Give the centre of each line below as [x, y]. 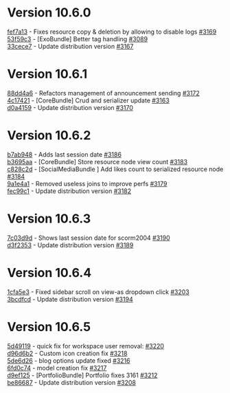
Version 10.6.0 [49, 13]
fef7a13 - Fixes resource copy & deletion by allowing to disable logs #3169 [112, 32]
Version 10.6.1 [47, 74]
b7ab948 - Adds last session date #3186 [65, 154]
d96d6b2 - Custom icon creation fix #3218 [67, 353]
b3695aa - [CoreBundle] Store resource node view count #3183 [97, 161]
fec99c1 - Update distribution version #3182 [69, 191]
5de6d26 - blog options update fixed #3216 [69, 360]
